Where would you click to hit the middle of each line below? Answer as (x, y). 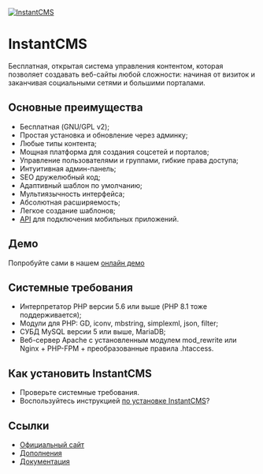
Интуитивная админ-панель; (68, 168)
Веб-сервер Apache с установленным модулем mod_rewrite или (128, 340)
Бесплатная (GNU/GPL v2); (65, 126)
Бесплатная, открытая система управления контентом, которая (116, 66)
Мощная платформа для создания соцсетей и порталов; (115, 152)
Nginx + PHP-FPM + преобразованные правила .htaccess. (117, 348)
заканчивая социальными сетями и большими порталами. (107, 82)
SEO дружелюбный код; (60, 177)
